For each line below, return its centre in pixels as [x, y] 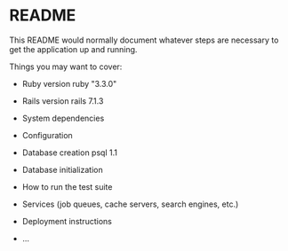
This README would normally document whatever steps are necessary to [144, 40]
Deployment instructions [67, 221]
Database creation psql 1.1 [70, 153]
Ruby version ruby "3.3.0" [69, 83]
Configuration [47, 135]
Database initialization [63, 169]
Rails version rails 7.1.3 [63, 101]
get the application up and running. [73, 49]
